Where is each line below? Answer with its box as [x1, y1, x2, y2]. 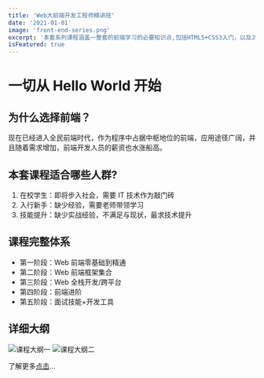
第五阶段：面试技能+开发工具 [19, 296, 115, 306]
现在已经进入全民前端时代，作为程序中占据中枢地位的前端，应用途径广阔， [8, 133, 249, 142]
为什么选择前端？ [8, 111, 91, 124]
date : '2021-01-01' [8, 19, 72, 27]
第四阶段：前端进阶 [19, 287, 82, 296]
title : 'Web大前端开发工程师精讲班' [8, 11, 115, 20]
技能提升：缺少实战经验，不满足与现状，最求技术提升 [19, 210, 192, 219]
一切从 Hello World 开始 [8, 77, 162, 95]
